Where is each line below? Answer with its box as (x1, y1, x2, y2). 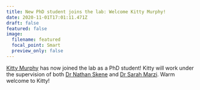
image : (6, 31, 23, 37)
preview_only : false (11, 48, 63, 54)
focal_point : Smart (11, 43, 61, 49)
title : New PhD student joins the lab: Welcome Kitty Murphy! (6, 8, 166, 15)
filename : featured (11, 37, 61, 43)
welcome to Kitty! (6, 77, 50, 84)
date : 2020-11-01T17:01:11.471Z (6, 14, 88, 20)
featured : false (6, 25, 47, 32)
